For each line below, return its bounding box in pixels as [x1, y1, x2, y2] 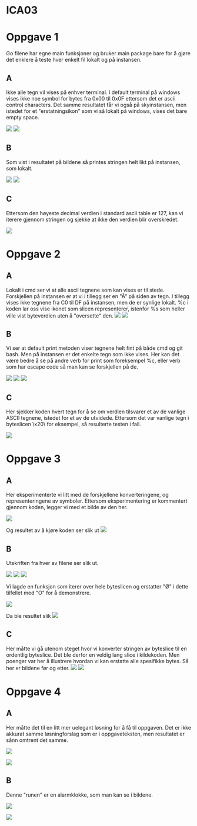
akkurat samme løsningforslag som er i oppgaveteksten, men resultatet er [6, 730, 185, 737]
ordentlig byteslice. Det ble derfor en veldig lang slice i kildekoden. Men [6, 651, 180, 658]
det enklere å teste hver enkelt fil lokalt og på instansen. [6, 56, 142, 63]
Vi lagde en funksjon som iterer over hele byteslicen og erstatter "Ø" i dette [6, 583, 189, 590]
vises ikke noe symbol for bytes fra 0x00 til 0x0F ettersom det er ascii [6, 95, 176, 102]
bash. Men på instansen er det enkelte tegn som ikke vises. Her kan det [6, 351, 179, 358]
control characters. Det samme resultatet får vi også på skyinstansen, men [6, 101, 187, 108]
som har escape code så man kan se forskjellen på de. [6, 363, 138, 370]
